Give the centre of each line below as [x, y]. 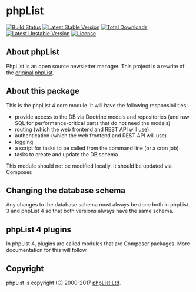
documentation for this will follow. [47, 250]
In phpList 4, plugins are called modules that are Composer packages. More [98, 244]
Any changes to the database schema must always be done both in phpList [97, 205]
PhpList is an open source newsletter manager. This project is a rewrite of [95, 66]
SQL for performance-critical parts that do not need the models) [92, 123]
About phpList [33, 52]
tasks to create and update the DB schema [66, 154]
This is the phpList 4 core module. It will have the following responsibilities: [97, 105]
